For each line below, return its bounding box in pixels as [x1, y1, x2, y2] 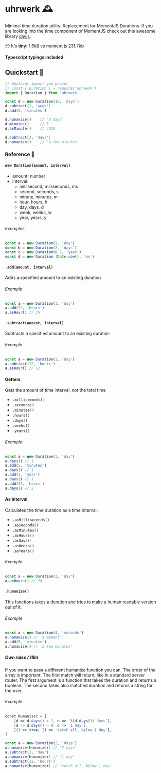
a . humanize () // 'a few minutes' [5, 644, 73, 649]
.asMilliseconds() [12, 517, 50, 522]
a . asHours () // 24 [5, 578, 42, 583]
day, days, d [19, 204, 44, 210]
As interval [5, 496, 28, 502]
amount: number [12, 173, 46, 179]
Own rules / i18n [5, 654, 38, 660]
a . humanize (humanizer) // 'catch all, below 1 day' [5, 763, 112, 768]
